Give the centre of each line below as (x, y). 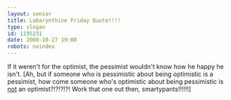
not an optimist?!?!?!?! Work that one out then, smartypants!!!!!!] (99, 89)
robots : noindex (31, 46)
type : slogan (26, 27)
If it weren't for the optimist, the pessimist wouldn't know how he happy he (115, 67)
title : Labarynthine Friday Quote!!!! (64, 20)
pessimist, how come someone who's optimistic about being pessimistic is (115, 81)
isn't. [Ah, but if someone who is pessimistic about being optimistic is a (110, 74)
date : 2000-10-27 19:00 (42, 40)
